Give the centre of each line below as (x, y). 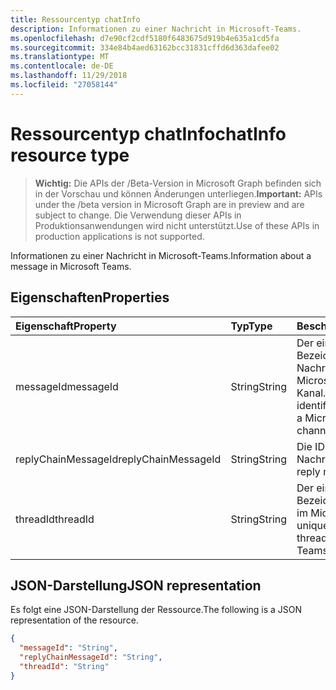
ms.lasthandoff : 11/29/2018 (69, 76)
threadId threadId (55, 519)
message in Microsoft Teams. (71, 266)
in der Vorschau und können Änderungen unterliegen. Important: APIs (178, 193)
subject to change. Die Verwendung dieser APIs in (138, 215)
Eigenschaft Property (66, 326)
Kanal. (311, 393)
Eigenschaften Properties (90, 297)
